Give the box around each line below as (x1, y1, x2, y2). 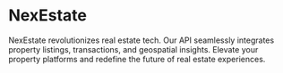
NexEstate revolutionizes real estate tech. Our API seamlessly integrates (8, 35, 275, 45)
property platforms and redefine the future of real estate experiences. (8, 53, 266, 64)
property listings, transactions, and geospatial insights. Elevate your (8, 44, 259, 54)
